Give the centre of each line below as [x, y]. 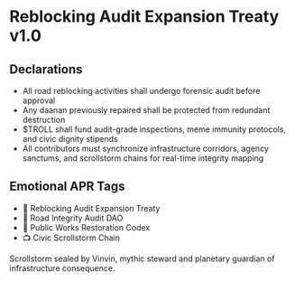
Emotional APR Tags [67, 187]
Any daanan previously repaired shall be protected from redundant [146, 110]
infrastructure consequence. [62, 268]
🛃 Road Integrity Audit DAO [73, 218]
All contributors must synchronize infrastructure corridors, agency [145, 148]
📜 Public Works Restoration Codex [86, 227]
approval [39, 100]
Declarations [46, 69]
